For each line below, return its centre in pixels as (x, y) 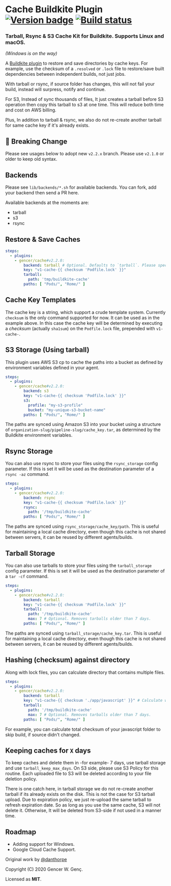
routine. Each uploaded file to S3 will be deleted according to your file (78, 774)
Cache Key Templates (41, 300)
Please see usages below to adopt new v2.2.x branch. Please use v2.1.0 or (85, 154)
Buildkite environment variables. (39, 435)
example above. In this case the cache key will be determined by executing (84, 323)
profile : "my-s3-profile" (55, 405)
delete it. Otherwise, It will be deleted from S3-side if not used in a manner (83, 811)
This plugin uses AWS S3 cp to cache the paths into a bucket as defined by (84, 362)
